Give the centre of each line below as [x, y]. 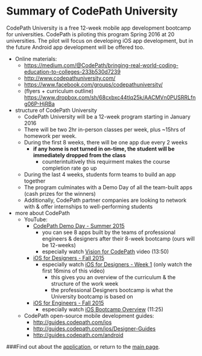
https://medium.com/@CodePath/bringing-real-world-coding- [101, 65]
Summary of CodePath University [92, 11]
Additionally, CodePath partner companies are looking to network [105, 200]
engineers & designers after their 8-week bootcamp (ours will [118, 238]
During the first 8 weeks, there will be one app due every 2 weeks [106, 142]
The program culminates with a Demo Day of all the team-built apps [108, 187]
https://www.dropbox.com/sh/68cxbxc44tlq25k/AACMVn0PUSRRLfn [110, 97]
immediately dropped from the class [79, 155]
